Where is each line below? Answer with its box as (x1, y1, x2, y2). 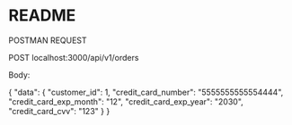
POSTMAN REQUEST (8, 35, 87, 46)
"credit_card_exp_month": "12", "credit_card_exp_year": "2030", (8, 96, 243, 107)
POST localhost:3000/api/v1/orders (8, 52, 139, 62)
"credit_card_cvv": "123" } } (8, 105, 111, 116)
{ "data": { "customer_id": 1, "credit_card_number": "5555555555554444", (8, 87, 284, 97)
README (8, 5, 76, 26)
